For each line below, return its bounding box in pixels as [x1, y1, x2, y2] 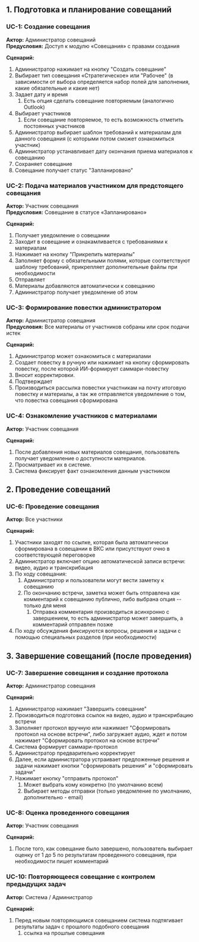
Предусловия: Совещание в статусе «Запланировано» [6, 208, 147, 216]
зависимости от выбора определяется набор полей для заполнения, [14, 78, 190, 85]
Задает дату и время [14, 90, 68, 98]
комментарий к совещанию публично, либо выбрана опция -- [23, 596, 182, 603]
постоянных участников [23, 122, 85, 130]
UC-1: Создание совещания [6, 23, 90, 31]
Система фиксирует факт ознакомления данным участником [14, 467, 170, 475]
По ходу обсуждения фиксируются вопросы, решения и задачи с [14, 627, 181, 635]
